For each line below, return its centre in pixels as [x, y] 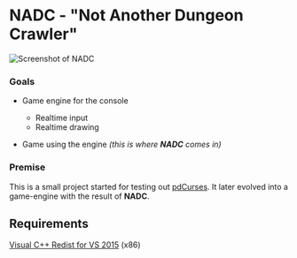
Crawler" [43, 34]
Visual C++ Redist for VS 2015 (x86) [75, 245]
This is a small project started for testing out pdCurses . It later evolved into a [148, 186]
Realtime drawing [67, 127]
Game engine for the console [75, 101]
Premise [27, 167]
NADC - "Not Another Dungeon [126, 15]
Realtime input [62, 118]
